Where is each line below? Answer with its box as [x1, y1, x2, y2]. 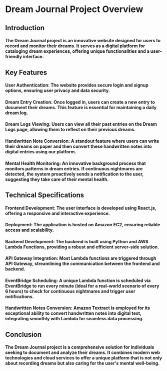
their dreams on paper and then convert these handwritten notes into [5, 143, 152, 149]
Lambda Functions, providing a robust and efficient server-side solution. [5, 244, 159, 250]
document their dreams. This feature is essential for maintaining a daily [5, 104, 156, 110]
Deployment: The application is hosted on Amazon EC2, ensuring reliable [5, 222, 160, 228]
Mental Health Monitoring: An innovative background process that [5, 160, 146, 166]
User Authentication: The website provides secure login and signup [5, 82, 149, 88]
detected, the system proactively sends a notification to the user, [5, 171, 144, 177]
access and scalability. [5, 227, 54, 233]
